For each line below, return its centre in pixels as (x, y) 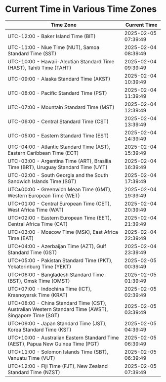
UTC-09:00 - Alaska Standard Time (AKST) (59, 79)
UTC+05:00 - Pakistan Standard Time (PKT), (60, 260)
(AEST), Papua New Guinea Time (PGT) (54, 343)
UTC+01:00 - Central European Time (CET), (59, 204)
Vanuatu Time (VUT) (31, 358)
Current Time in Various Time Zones (81, 9)
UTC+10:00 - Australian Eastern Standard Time (63, 338)
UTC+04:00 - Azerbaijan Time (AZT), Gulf (57, 246)
